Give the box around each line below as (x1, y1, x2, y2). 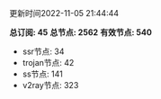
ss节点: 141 (22, 68, 63, 79)
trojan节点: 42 (22, 58, 75, 67)
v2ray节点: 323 (22, 80, 79, 90)
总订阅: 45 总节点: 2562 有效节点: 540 (9, 27, 153, 38)
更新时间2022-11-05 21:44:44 (9, 8, 120, 18)
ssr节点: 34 (22, 46, 65, 57)
